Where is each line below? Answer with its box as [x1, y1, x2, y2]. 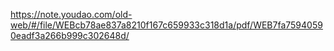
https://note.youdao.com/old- [10, 9, 133, 20]
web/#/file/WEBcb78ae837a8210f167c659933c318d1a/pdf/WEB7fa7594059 [10, 19, 323, 31]
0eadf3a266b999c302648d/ [10, 30, 130, 41]
